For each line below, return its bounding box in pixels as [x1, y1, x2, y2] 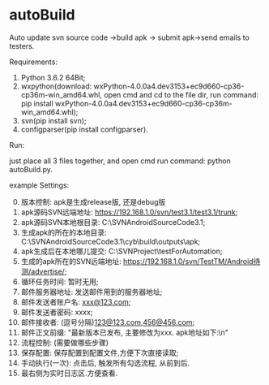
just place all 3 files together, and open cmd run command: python [9, 156, 232, 166]
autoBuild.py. [9, 164, 53, 174]
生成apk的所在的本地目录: [20, 227, 107, 237]
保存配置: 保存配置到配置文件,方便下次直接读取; [20, 348, 179, 357]
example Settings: [9, 180, 70, 190]
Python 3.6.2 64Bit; [20, 72, 86, 82]
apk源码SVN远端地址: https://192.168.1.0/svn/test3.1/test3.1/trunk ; [20, 207, 238, 217]
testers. [9, 41, 35, 50]
